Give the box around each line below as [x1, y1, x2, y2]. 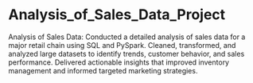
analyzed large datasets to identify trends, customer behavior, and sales [8, 49, 245, 58]
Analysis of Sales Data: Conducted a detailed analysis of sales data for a [8, 32, 246, 41]
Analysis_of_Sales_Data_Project [8, 6, 226, 24]
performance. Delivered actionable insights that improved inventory [8, 57, 229, 67]
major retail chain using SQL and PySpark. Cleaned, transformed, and [8, 40, 236, 49]
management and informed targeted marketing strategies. [8, 65, 198, 75]
